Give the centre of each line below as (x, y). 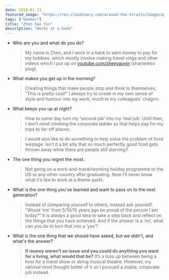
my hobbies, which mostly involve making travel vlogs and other (92, 58)
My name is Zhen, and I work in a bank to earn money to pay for (91, 53)
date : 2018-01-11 (23, 10)
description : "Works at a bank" (39, 29)
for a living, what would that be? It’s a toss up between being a (91, 256)
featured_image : (22, 15)
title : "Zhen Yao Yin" (29, 24)
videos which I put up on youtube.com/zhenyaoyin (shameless (90, 63)
